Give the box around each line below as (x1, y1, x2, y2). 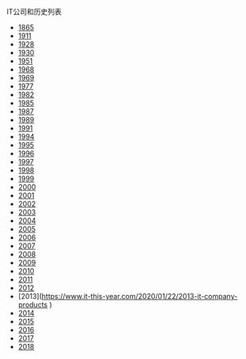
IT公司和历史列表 (6, 7, 62, 16)
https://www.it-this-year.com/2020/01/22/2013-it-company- (41, 292, 238, 300)
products (17, 300, 48, 309)
